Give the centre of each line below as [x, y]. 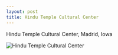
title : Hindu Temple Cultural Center [53, 17]
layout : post [22, 12]
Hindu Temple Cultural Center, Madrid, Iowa [59, 34]
